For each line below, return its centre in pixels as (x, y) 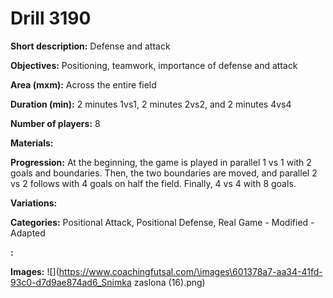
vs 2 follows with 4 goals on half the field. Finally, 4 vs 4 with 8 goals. (153, 183)
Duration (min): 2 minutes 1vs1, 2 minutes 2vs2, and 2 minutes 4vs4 (151, 104)
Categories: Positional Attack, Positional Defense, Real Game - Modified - (162, 222)
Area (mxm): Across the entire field (83, 84)
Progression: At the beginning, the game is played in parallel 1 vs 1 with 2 (161, 162)
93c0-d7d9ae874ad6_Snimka (71, 282)
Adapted (28, 233)
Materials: (32, 143)
